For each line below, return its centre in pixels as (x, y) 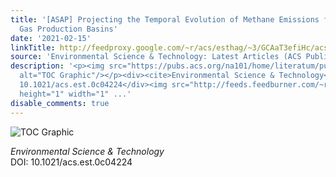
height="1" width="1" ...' (75, 94)
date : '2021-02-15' (51, 38)
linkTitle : (33, 47)
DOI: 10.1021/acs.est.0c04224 (71, 162)
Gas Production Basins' (68, 29)
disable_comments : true (60, 103)
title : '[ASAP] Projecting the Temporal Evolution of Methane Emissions (165, 19)
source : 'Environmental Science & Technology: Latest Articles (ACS (156, 57)
